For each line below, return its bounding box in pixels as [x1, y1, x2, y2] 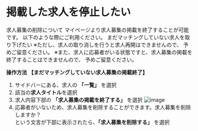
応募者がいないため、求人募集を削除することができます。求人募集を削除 [14, 104, 191, 111]
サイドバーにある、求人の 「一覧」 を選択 [14, 81, 117, 88]
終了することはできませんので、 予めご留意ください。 [6, 56, 138, 63]
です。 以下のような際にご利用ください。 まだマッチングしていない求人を [6, 33, 185, 40]
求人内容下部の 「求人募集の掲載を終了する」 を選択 [14, 96, 143, 103]
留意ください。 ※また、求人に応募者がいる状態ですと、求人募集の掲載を [16, 48, 193, 55]
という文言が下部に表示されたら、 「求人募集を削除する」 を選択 [14, 118, 170, 126]
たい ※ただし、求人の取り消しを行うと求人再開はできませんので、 [21, 41, 182, 48]
